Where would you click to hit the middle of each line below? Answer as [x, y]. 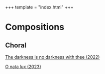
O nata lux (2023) [23, 67]
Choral [16, 45]
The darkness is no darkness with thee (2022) [52, 57]
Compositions [35, 27]
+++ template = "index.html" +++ [39, 7]
